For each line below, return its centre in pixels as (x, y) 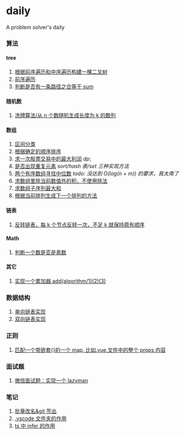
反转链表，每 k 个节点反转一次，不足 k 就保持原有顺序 (80, 225)
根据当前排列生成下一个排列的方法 (56, 196)
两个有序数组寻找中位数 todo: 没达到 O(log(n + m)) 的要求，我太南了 (97, 174)
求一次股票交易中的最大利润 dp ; (53, 159)
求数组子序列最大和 (38, 188)
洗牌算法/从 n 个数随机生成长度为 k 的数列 (65, 116)
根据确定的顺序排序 (38, 151)
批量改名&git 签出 (36, 411)
